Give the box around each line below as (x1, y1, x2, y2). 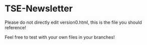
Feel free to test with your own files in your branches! (5, 34, 115, 40)
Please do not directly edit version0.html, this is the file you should (5, 19, 142, 25)
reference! (5, 24, 26, 30)
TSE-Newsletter (5, 3, 73, 14)
